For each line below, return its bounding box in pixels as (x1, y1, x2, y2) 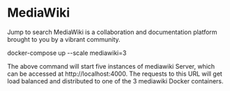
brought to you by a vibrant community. (7, 35, 121, 43)
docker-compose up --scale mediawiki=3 (7, 49, 127, 57)
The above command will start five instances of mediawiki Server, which (7, 62, 215, 70)
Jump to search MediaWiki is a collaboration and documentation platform (7, 28, 217, 36)
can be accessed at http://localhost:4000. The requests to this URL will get (7, 69, 223, 78)
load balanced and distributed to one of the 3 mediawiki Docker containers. (7, 76, 224, 85)
